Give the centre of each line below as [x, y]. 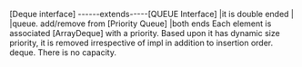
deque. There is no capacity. [63, 53]
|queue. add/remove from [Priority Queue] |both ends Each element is [141, 24]
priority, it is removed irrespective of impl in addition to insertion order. [141, 43]
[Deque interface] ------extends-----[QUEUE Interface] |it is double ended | [151, 14]
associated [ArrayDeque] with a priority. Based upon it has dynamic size [145, 33]
